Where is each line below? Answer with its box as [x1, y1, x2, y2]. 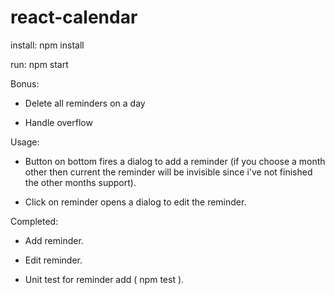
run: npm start [10, 58, 69, 70]
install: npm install [10, 39, 85, 51]
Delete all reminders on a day [24, 97, 146, 109]
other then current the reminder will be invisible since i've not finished [24, 166, 313, 178]
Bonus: [10, 77, 40, 90]
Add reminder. [24, 234, 84, 246]
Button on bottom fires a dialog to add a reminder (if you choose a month [24, 155, 326, 167]
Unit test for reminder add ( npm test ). [24, 273, 185, 285]
